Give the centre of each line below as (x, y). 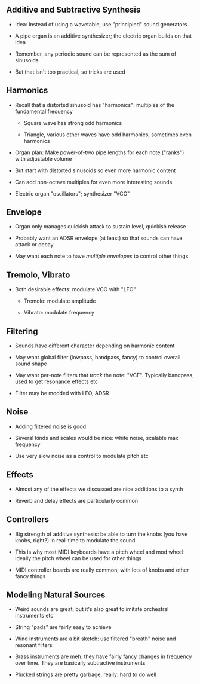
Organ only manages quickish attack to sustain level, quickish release (100, 227)
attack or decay (34, 245)
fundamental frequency (44, 111)
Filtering (22, 331)
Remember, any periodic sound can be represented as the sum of (96, 54)
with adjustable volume (43, 158)
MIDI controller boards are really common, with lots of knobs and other (102, 570)
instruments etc (34, 616)
